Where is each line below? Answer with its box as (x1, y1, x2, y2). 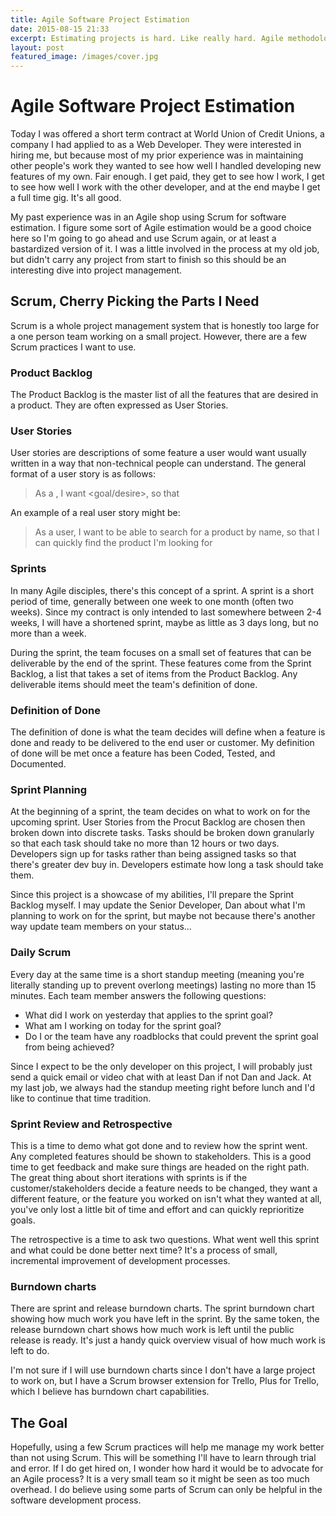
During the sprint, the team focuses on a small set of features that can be (10, 646, 312, 658)
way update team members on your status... (10, 921, 192, 933)
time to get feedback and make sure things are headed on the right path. (10, 1161, 310, 1173)
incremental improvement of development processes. (10, 1254, 231, 1266)
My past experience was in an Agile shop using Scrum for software (10, 211, 287, 223)
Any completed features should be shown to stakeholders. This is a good (10, 1150, 312, 1162)
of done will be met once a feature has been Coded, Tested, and (10, 747, 276, 760)
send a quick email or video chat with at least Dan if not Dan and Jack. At (10, 1071, 312, 1083)
